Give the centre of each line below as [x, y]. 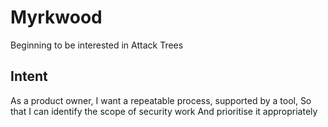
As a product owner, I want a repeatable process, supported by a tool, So [161, 100]
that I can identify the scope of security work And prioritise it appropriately [164, 111]
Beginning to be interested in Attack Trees [97, 45]
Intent [29, 76]
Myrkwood [56, 17]
